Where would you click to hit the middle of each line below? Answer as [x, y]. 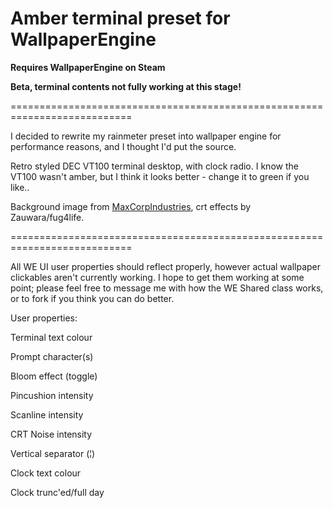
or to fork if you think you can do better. [92, 298]
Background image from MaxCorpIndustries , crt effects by [131, 206]
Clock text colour [46, 473]
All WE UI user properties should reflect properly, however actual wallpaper [166, 266]
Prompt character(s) [52, 356]
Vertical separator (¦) [53, 453]
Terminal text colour [51, 337]
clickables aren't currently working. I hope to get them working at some [157, 277]
